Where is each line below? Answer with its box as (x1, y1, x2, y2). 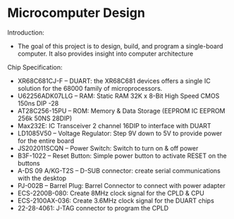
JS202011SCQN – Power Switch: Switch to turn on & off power (17, 144, 199, 152)
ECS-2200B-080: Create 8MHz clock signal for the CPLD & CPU (17, 189, 204, 197)
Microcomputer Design (7, 5, 146, 21)
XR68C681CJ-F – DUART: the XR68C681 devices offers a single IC (17, 76, 211, 85)
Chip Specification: (7, 63, 63, 71)
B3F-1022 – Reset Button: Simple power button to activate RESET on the (17, 151, 227, 160)
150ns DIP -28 (17, 99, 59, 107)
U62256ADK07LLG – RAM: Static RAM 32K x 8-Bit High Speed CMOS (17, 92, 220, 100)
